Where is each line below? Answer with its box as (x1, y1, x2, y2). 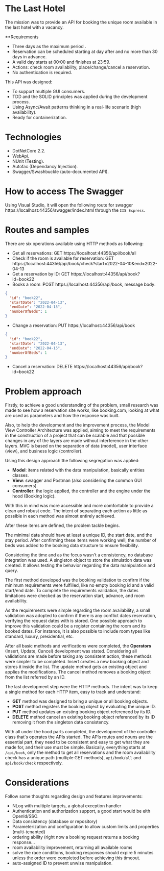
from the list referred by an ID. (5, 674, 66, 680)
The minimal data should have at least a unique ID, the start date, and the (5, 532, 153, 538)
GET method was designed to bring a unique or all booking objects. (12, 698, 148, 704)
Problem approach (5, 386, 82, 397)
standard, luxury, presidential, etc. (5, 633, 74, 640)
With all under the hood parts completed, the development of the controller (5, 729, 157, 735)
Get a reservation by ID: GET (12, 271, 70, 277)
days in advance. (12, 53, 47, 59)
